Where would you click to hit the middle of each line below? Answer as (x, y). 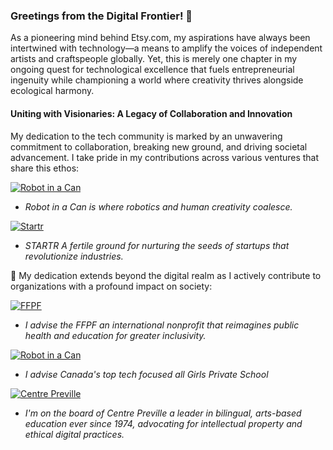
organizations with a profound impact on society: (111, 286)
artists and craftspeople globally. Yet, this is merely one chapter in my (154, 59)
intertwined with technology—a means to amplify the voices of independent (166, 48)
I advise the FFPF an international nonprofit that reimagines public (162, 325)
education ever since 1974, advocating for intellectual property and (163, 423)
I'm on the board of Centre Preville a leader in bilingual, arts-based (163, 413)
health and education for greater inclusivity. (115, 335)
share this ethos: (45, 168)
